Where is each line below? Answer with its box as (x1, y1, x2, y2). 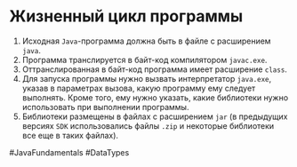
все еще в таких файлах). (21, 130, 118, 140)
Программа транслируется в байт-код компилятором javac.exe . (21, 54, 268, 65)
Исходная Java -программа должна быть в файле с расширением (21, 36, 271, 46)
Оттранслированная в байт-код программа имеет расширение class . (21, 64, 287, 75)
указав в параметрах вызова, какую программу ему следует (21, 83, 256, 93)
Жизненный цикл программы (9, 6, 244, 27)
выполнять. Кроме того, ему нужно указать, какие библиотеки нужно (21, 91, 289, 103)
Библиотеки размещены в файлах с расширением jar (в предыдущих (21, 111, 288, 122)
